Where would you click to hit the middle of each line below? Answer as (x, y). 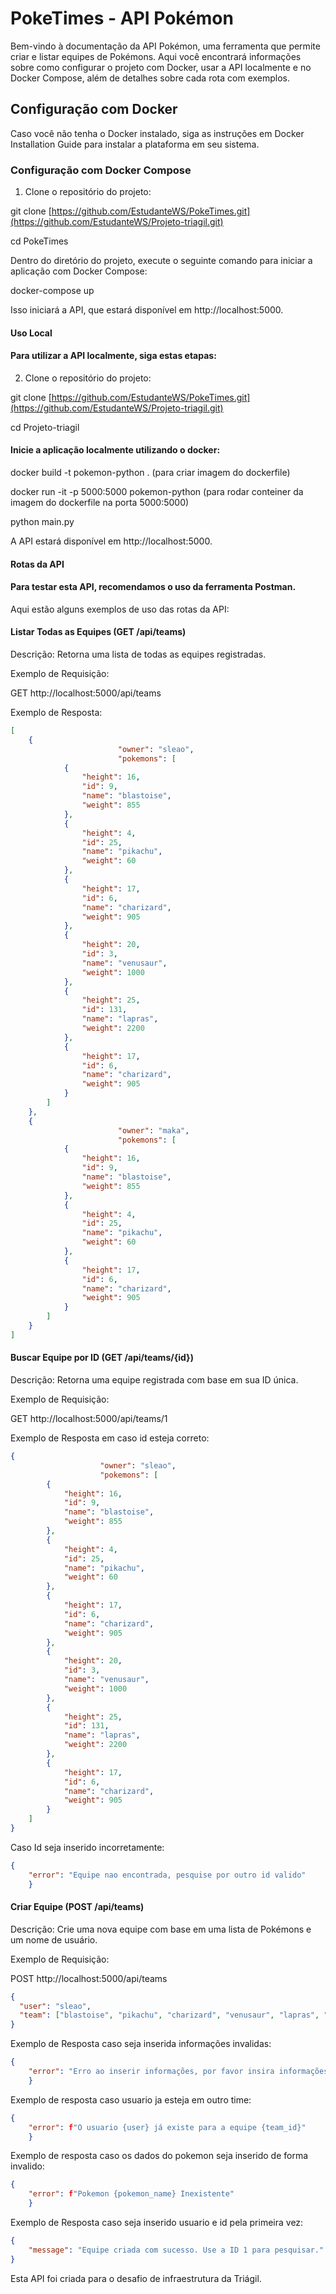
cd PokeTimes (39, 241)
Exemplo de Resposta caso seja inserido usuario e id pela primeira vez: (157, 2223)
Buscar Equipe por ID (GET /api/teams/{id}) (102, 1358)
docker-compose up (52, 291)
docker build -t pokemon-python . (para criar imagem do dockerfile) (150, 473)
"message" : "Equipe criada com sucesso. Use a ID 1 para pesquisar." (176, 2250)
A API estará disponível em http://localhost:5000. (111, 541)
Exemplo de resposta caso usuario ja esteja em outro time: (131, 2099)
